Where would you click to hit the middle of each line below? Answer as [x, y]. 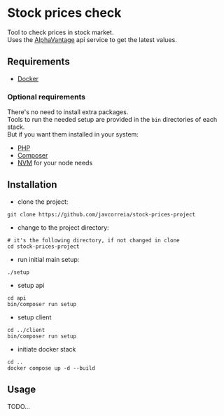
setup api [31, 285]
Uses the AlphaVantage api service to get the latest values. [92, 39]
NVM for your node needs [55, 163]
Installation [32, 185]
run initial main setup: [48, 259]
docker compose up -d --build [51, 368]
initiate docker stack [47, 349]
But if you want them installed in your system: [73, 134]
